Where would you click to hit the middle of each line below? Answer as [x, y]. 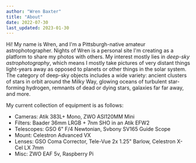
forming [16, 88]
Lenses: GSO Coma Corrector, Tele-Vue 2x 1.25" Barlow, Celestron [95, 141]
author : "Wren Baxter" [34, 11]
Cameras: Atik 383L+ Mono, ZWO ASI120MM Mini [74, 117]
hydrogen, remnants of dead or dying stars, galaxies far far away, [105, 88]
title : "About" [25, 17]
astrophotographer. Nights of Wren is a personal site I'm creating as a [90, 51]
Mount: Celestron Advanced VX [53, 136]
